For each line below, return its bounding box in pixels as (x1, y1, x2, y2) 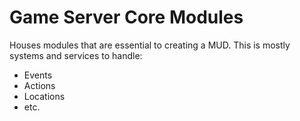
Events (23, 69, 53, 81)
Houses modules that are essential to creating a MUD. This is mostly (9, 39, 291, 51)
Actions (23, 79, 56, 91)
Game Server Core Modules (9, 6, 244, 29)
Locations (23, 90, 66, 102)
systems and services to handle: (9, 49, 143, 61)
